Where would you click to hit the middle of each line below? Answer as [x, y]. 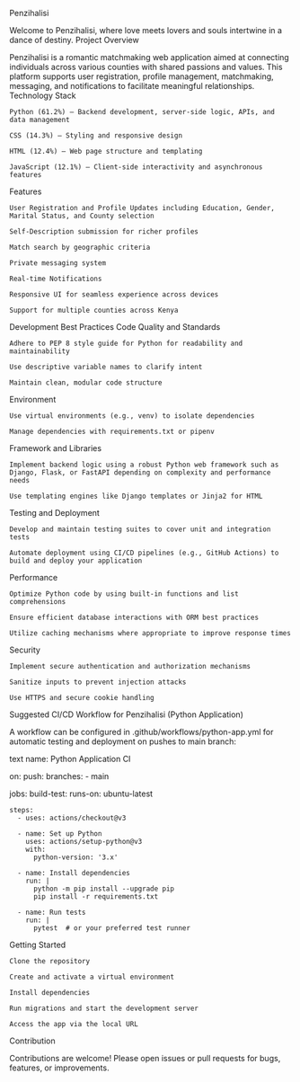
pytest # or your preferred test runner [112, 928]
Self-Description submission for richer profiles [104, 232]
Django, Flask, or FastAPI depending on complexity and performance [140, 473]
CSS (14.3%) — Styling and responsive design [96, 136]
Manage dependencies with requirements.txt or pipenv [112, 431]
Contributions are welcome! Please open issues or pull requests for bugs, [145, 1058]
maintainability [40, 351]
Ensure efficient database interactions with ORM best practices [134, 617]
